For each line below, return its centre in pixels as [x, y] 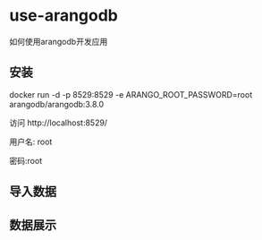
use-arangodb [64, 16]
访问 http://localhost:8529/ [59, 123]
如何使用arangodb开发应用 [59, 41]
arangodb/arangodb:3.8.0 [57, 104]
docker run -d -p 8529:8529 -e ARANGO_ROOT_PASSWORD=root [131, 94]
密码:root [26, 160]
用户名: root [31, 141]
